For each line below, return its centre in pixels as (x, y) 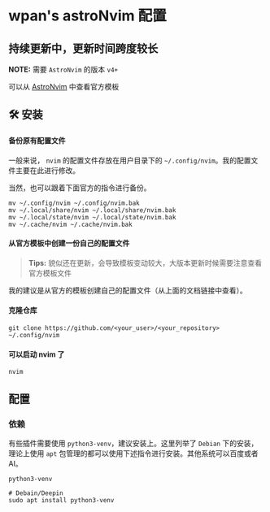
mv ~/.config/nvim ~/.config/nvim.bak (74, 203)
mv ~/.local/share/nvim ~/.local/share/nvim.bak (92, 210)
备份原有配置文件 (37, 140)
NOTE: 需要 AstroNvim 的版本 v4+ (63, 69)
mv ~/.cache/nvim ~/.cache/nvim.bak (70, 224)
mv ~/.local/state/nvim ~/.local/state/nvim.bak (92, 217)
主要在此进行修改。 (47, 170)
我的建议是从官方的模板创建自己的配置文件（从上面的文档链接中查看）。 (128, 290)
